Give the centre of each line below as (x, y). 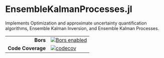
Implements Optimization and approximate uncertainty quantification (76, 23)
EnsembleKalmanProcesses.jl (69, 9)
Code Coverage (27, 48)
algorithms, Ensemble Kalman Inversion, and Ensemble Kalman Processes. (82, 28)
